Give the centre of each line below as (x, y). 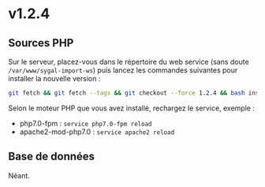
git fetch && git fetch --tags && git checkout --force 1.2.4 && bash (127, 93)
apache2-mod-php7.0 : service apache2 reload (97, 132)
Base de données (52, 157)
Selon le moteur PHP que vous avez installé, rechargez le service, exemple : (131, 108)
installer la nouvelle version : (54, 79)
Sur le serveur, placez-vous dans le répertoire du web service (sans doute (129, 62)
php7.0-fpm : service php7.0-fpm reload (86, 123)
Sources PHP (41, 43)
